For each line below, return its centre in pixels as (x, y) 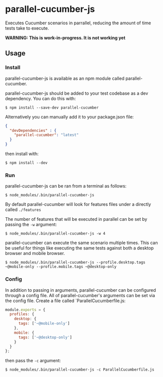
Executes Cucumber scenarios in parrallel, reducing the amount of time (78, 23)
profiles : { (22, 314)
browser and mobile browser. (35, 253)
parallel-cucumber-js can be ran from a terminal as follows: (66, 186)
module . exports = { (25, 310)
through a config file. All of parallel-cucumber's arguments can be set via (80, 295)
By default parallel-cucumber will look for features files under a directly (78, 204)
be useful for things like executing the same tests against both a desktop (80, 248)
